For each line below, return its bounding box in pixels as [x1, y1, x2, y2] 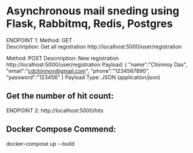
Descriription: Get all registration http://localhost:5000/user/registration [6, 43, 182, 50]
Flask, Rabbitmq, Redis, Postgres [6, 17, 173, 30]
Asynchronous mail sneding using [6, 4, 179, 18]
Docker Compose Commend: [6, 124, 117, 134]
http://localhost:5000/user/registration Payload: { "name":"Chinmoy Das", [6, 61, 188, 68]
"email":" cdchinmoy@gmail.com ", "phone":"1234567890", [6, 67, 150, 74]
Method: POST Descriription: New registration [6, 54, 120, 62]
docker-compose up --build [6, 140, 75, 147]
